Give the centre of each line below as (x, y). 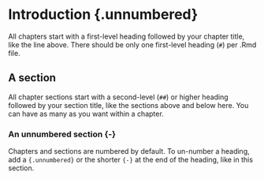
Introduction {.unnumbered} (103, 15)
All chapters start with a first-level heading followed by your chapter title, (126, 36)
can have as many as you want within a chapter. (86, 114)
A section (32, 78)
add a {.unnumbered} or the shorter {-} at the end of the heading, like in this (131, 160)
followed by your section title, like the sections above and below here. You (128, 105)
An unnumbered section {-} (62, 134)
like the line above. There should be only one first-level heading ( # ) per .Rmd (132, 44)
